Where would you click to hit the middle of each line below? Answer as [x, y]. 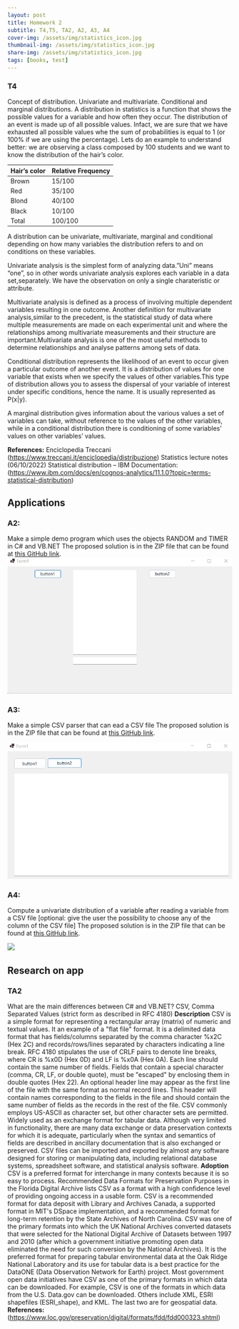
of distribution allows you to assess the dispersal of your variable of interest [119, 384]
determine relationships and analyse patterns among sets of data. [104, 348]
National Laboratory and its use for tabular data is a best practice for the [113, 1264]
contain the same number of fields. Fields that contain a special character [116, 1067]
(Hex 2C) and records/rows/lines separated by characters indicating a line [116, 1044]
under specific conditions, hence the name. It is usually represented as [112, 392]
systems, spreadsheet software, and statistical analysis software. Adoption [118, 1165]
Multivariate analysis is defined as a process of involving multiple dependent [120, 302]
